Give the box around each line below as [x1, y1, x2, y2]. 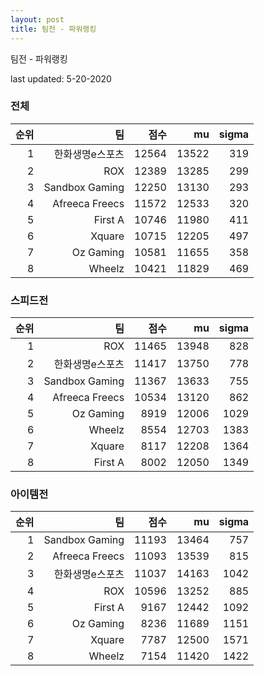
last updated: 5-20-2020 [10, 72, 112, 85]
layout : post [10, 14, 65, 25]
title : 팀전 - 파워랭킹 [10, 24, 97, 34]
